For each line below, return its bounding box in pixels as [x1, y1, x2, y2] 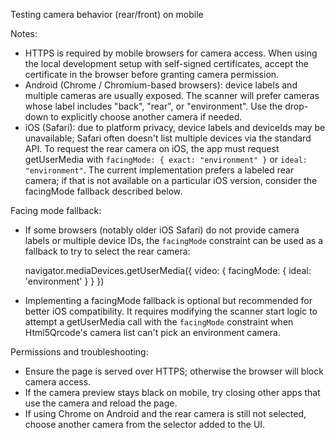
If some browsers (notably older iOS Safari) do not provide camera [24, 224, 300, 236]
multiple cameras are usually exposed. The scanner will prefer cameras [24, 90, 320, 101]
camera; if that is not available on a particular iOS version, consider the [24, 175, 318, 186]
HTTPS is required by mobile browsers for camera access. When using [24, 47, 318, 59]
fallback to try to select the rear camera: [24, 245, 191, 257]
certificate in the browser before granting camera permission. [24, 69, 280, 80]
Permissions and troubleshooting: [10, 346, 149, 358]
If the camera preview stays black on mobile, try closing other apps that [24, 387, 321, 398]
